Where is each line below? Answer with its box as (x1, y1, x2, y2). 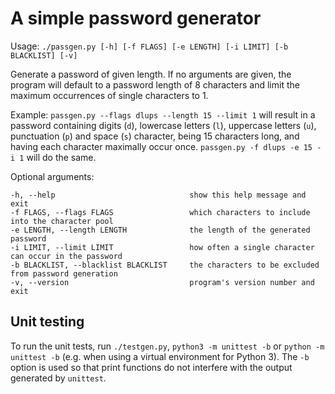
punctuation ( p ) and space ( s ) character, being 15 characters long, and (10, 130, 300, 142)
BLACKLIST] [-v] (10, 50, 78, 61)
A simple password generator (10, 7, 262, 30)
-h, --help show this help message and (10, 190, 307, 200)
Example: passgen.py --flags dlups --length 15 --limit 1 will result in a (10, 108, 316, 121)
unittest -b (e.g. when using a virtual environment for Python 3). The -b (10, 350, 310, 362)
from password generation (10, 268, 118, 279)
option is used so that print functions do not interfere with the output (10, 361, 293, 373)
